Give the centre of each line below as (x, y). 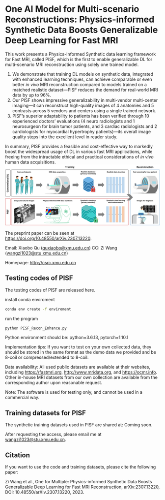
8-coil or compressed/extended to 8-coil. (47, 357)
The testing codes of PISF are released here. (50, 290)
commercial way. (22, 398)
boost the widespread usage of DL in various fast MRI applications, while (79, 152)
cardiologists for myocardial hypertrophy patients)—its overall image (82, 131)
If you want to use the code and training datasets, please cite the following (81, 467)
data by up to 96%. (32, 95)
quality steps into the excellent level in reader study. (65, 137)
